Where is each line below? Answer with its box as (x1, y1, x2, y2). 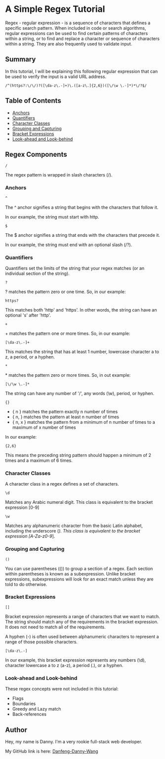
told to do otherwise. (5, 581, 47, 587)
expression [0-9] (5, 504, 40, 510)
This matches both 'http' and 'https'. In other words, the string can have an (5, 307, 157, 313)
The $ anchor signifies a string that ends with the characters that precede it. (5, 232, 161, 238)
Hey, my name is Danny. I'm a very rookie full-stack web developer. (5, 738, 142, 745)
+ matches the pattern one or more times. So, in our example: (5, 330, 130, 336)
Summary (5, 55, 36, 64)
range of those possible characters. (5, 639, 78, 645)
